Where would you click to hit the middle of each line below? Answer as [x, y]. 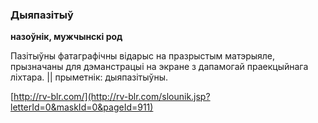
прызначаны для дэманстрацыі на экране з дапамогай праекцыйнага [159, 67]
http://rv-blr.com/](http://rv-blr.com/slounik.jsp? [112, 97]
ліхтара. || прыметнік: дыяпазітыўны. [89, 77]
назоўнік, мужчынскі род [66, 37]
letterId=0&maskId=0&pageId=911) [82, 107]
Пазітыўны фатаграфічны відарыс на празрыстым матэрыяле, [143, 56]
